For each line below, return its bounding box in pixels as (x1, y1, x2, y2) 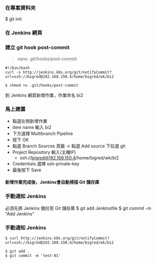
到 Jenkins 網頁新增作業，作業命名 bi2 (5, 92, 83, 98)
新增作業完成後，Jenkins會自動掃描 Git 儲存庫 (5, 179, 100, 185)
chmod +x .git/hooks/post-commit (9, 83, 79, 88)
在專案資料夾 (5, 4, 36, 11)
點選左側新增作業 (12, 118, 48, 124)
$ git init (5, 16, 22, 22)
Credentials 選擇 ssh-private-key (12, 160, 80, 166)
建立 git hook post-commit (5, 44, 70, 51)
